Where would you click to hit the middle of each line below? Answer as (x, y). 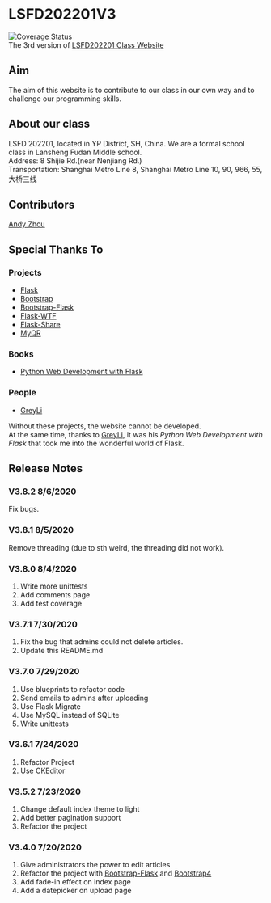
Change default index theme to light (80, 809)
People (22, 393)
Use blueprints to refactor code (72, 689)
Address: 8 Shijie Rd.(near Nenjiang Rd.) (75, 160)
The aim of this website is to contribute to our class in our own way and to (131, 90)
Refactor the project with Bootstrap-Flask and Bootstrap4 (116, 873)
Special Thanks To (56, 249)
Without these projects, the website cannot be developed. (105, 426)
